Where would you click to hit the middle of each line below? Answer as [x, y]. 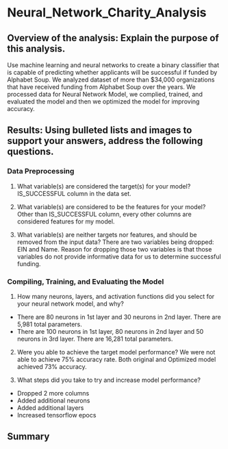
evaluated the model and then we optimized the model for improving [103, 101]
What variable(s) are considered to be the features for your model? [111, 206]
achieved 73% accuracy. [52, 366]
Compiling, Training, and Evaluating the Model [86, 281]
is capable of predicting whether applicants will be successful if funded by [112, 72]
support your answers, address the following [105, 141]
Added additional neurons [53, 400]
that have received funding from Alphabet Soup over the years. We [102, 87]
